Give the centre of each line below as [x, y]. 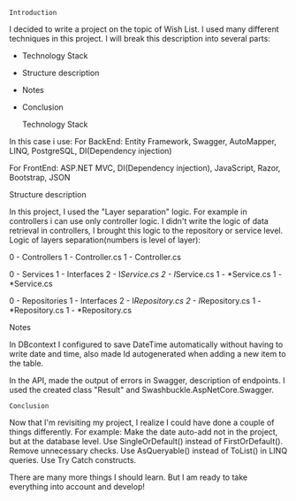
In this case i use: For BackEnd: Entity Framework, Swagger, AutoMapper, [143, 141]
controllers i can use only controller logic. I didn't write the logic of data [139, 221]
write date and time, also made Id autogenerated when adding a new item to [148, 354]
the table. [27, 363]
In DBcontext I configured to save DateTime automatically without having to [146, 344]
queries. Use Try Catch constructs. [73, 460]
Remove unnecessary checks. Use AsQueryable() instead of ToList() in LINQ [148, 451]
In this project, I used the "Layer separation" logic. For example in [128, 212]
